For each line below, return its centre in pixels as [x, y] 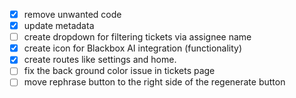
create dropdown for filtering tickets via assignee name [137, 37]
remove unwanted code [72, 14]
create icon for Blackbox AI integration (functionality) [133, 48]
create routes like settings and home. [100, 60]
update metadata [59, 26]
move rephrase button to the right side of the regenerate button [154, 82]
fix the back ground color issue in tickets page [119, 71]
